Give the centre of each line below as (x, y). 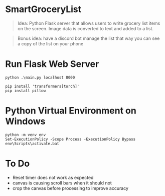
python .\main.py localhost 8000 (40, 77)
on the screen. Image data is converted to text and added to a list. (86, 28)
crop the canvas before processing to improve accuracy (70, 188)
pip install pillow (26, 91)
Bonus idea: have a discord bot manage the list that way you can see (89, 38)
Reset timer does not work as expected (53, 177)
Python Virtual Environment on (71, 111)
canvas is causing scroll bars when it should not (62, 183)
